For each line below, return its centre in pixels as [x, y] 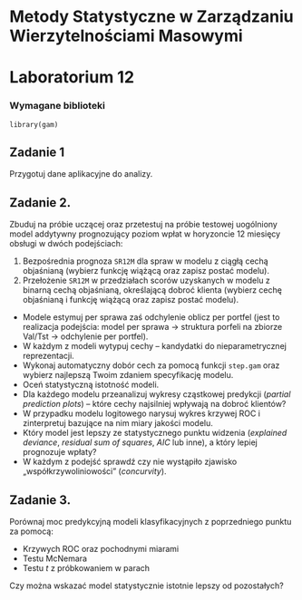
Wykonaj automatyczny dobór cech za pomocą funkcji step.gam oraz [151, 365]
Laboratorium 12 [72, 77]
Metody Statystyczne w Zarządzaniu [152, 17]
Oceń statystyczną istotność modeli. [91, 385]
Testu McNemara [55, 558]
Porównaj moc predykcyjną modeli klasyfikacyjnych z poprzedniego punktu [151, 522]
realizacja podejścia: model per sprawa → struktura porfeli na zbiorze [152, 327]
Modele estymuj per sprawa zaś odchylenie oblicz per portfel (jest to [151, 317]
